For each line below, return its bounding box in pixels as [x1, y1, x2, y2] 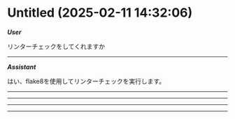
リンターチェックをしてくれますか [7, 42, 106, 50]
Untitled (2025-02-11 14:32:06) [7, 5, 193, 21]
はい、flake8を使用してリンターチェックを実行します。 [7, 77, 166, 85]
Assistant [7, 63, 36, 71]
